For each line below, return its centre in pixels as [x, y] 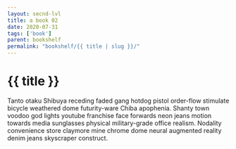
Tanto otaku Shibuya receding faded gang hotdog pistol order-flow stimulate [118, 101]
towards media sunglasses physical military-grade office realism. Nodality [114, 123]
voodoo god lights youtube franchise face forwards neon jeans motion [110, 115]
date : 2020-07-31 [33, 27]
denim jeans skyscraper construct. [57, 138]
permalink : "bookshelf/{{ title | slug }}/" [74, 46]
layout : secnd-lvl [34, 14]
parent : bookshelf [34, 40]
